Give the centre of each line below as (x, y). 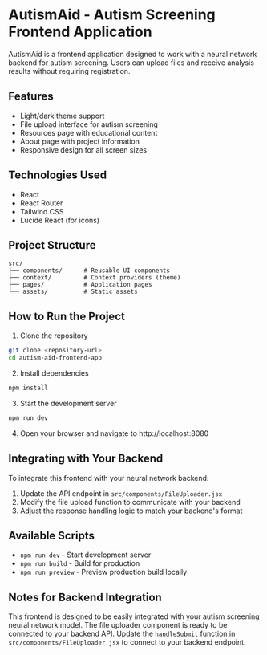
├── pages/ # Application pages (80, 285)
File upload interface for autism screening (89, 124)
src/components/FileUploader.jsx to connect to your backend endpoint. (127, 642)
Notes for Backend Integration (85, 597)
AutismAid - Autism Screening (112, 15)
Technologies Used (57, 175)
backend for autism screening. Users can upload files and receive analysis (131, 63)
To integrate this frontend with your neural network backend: (109, 478)
